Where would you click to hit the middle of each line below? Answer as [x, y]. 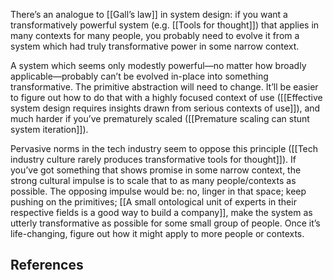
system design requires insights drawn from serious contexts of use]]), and [165, 108]
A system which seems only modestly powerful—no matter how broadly [158, 65]
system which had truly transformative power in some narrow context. [155, 46]
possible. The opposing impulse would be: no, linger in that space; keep [158, 191]
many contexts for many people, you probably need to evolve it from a [155, 35]
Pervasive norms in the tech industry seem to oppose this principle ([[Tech [164, 148]
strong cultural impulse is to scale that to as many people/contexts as [153, 180]
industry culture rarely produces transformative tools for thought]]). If [153, 159]
